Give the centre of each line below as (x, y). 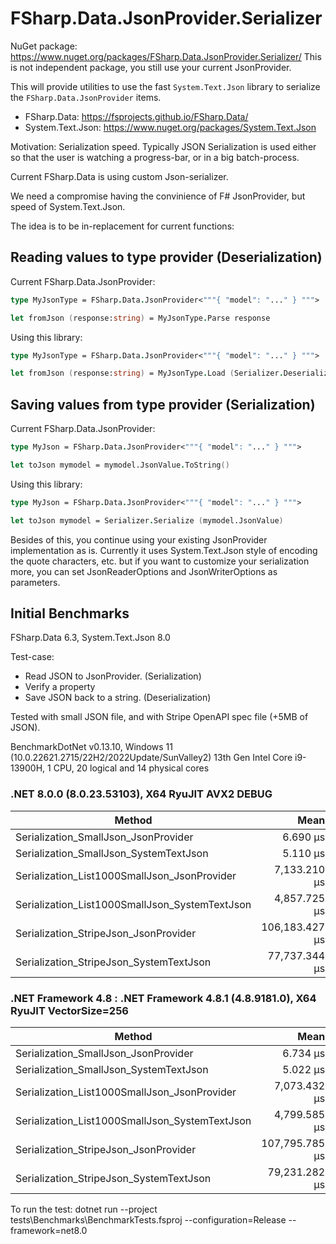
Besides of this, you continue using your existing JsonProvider (139, 539)
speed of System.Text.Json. (68, 206)
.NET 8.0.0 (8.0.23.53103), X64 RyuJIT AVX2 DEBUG (141, 794)
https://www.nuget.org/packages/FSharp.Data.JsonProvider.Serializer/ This (166, 56)
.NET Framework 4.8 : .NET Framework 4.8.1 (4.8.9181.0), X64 (163, 998)
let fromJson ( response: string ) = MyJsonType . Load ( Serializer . (147, 373)
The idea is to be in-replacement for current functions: (122, 226)
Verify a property (60, 687)
